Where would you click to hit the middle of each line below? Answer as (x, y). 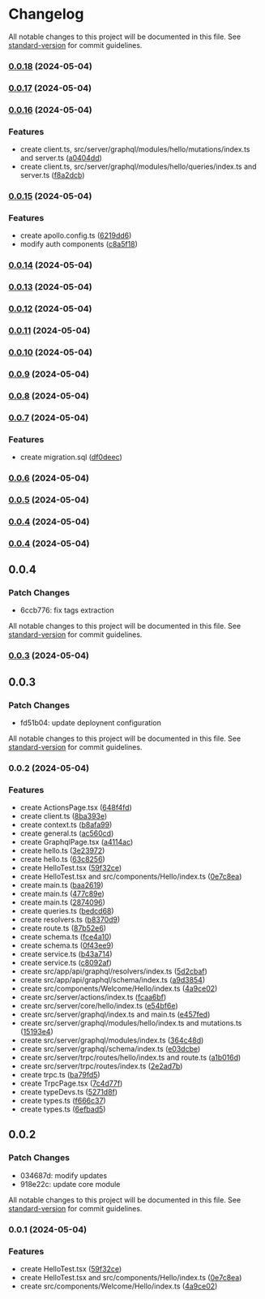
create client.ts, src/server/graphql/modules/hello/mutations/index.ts (135, 149)
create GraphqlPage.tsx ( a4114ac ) (77, 842)
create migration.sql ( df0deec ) (71, 457)
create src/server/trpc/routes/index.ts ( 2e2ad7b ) (101, 1066)
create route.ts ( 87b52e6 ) (63, 928)
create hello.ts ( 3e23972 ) (62, 851)
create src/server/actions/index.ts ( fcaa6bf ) (93, 997)
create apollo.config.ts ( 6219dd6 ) (76, 235)
